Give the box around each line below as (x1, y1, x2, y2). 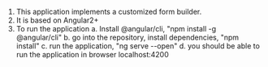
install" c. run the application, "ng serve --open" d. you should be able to (15, 41, 260, 51)
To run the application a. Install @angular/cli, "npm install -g (15, 24, 217, 33)
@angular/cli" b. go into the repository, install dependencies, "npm (15, 32, 240, 42)
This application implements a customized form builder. (15, 7, 202, 16)
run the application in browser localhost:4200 (15, 50, 169, 59)
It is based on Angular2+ (15, 15, 99, 25)
